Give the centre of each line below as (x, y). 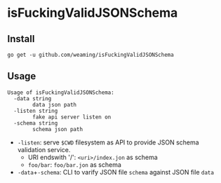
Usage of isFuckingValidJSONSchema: (61, 93)
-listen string (36, 111)
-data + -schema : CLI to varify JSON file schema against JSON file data (115, 172)
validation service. (44, 149)
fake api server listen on (72, 117)
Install (21, 39)
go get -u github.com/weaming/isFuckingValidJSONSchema (91, 55)
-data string (33, 99)
